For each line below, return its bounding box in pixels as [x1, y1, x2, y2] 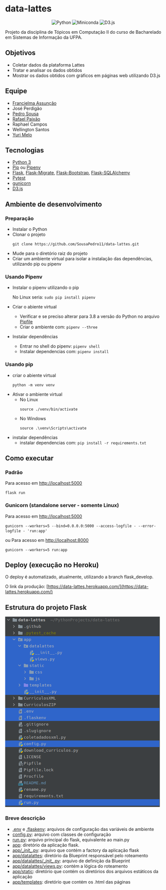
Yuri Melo [12, 132, 32, 138]
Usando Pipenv [5, 273, 43, 280]
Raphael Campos [12, 121, 48, 127]
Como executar [5, 454, 54, 462]
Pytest [12, 175, 26, 181]
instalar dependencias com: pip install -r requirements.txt [19, 440, 147, 445]
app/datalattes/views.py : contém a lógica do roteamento [12, 863, 128, 869]
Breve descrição [5, 815, 46, 822]
